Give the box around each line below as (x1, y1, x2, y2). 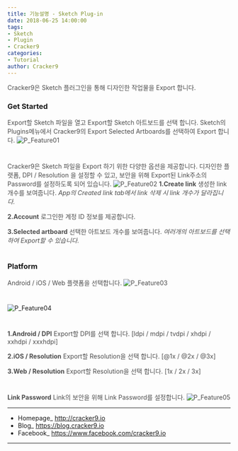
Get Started (7, 101, 48, 111)
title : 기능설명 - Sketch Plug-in (7, 10, 103, 18)
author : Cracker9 (7, 63, 59, 70)
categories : (7, 50, 42, 57)
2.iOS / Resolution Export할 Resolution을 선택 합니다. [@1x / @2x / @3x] (7, 352, 216, 361)
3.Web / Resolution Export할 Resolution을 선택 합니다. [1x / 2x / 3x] (7, 367, 201, 375)
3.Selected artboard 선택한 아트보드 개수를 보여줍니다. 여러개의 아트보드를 (7, 228, 217, 236)
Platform (7, 262, 38, 271)
